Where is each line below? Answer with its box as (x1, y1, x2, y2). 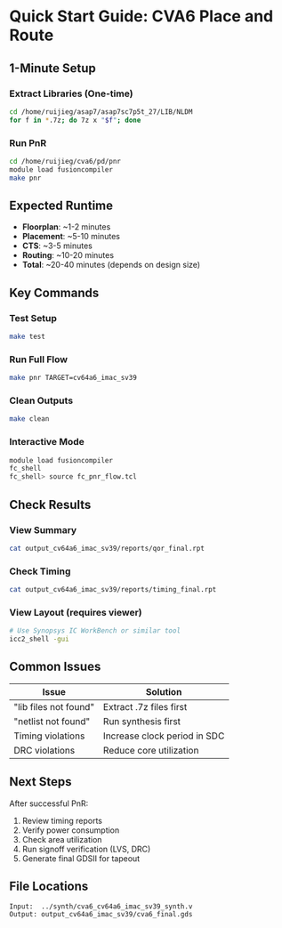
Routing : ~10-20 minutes (21, 250, 114, 261)
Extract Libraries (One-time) (9, 87, 133, 100)
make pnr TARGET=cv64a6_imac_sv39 (9, 374, 138, 383)
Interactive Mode (9, 436, 85, 448)
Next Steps (9, 774, 72, 789)
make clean (9, 415, 50, 424)
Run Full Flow (9, 353, 68, 366)
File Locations (9, 878, 89, 893)
